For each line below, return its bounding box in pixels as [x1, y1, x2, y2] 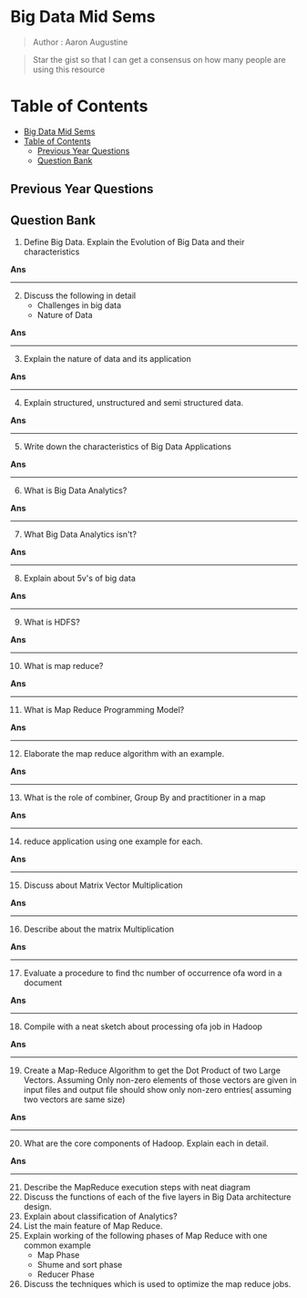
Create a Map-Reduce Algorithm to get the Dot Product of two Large [23, 1065, 281, 1077]
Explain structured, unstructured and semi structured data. [23, 397, 244, 408]
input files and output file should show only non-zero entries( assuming [23, 1085, 292, 1096]
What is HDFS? [23, 617, 80, 628]
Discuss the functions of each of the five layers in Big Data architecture [23, 1191, 292, 1202]
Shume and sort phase [36, 1260, 123, 1271]
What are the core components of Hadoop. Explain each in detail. [23, 1138, 270, 1149]
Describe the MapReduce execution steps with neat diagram [23, 1182, 251, 1193]
